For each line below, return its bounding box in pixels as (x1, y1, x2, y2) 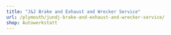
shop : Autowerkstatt (6, 20, 58, 26)
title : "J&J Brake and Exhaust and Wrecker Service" (6, 8, 141, 15)
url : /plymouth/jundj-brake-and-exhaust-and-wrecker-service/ (6, 14, 165, 20)
